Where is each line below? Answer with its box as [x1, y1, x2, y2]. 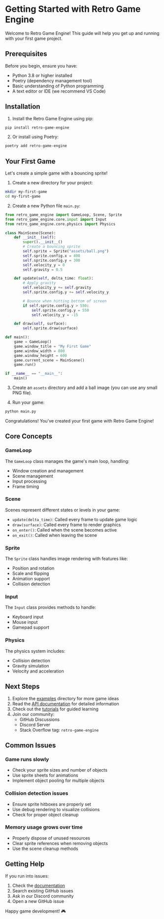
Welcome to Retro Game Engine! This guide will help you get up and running [5, 30, 160, 36]
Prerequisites [5, 50, 47, 58]
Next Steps [5, 682, 40, 691]
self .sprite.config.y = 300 [23, 258, 80, 263]
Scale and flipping [12, 570, 49, 576]
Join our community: [12, 711, 55, 717]
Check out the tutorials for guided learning [12, 706, 98, 712]
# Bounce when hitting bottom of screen [23, 298, 107, 304]
